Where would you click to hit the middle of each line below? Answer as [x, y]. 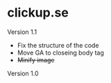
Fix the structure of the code [58, 45]
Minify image [36, 59]
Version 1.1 [22, 32]
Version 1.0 [23, 73]
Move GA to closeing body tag [60, 53]
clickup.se [38, 13]
